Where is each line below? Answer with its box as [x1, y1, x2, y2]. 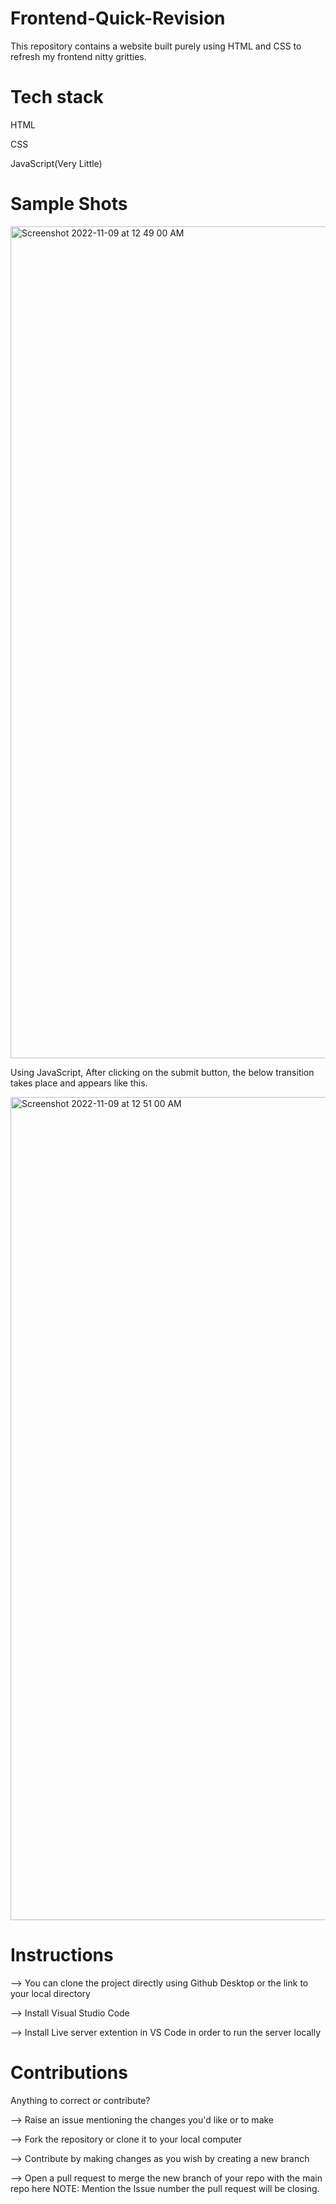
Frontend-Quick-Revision [10, 7, 226, 30]
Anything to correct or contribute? [10, 2094, 151, 2106]
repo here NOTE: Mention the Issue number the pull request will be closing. [10, 2182, 320, 2194]
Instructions [10, 1944, 114, 1966]
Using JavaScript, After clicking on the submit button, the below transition [10, 1066, 315, 1078]
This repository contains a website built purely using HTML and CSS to [10, 40, 302, 52]
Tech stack [10, 86, 104, 109]
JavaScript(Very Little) [10, 157, 103, 169]
